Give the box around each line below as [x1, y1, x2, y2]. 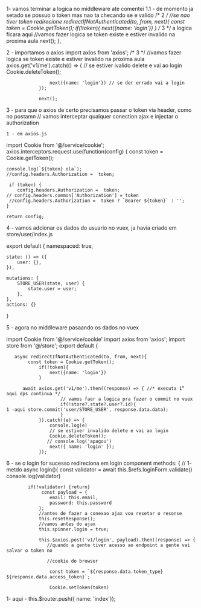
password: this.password [49, 500, 112, 506]
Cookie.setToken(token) [49, 584, 110, 590]
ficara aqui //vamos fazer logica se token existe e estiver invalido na [6, 31, 176, 38]
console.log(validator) [6, 473, 61, 479]
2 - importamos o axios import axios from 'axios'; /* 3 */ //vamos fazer [6, 49, 182, 56]
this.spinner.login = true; [38, 526, 110, 532]
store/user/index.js [6, 231, 53, 238]
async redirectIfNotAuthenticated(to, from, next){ [14, 354, 147, 360]
